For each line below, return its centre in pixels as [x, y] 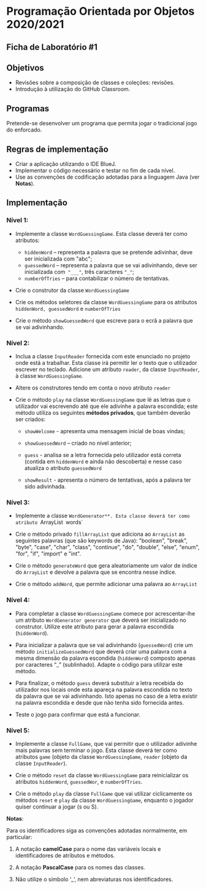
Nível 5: [18, 730]
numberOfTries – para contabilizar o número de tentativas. [97, 278]
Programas [28, 108]
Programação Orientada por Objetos [101, 11]
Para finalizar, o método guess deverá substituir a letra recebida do [99, 683]
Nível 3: [18, 502]
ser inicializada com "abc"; [58, 259]
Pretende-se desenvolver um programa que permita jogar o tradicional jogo [102, 123]
